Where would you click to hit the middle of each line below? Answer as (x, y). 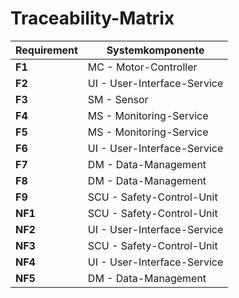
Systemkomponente (155, 50)
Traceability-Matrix (92, 18)
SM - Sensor (118, 99)
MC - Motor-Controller (142, 67)
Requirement (46, 50)
